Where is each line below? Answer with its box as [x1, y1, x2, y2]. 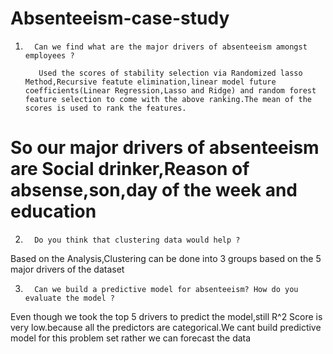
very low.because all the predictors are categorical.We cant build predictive [10, 321, 322, 333]
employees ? [24, 50, 75, 61]
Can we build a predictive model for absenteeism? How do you [34, 284, 299, 294]
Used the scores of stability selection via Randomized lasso [38, 68, 303, 78]
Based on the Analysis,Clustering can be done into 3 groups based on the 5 [10, 252, 322, 264]
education [10, 200, 97, 223]
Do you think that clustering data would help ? [34, 235, 241, 245]
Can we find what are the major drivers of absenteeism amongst [34, 42, 308, 52]
